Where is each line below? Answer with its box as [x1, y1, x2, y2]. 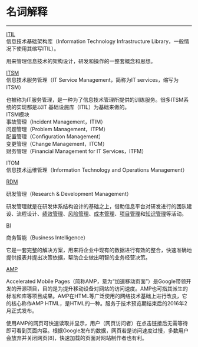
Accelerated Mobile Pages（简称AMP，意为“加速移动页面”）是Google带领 [6, 278, 187, 285]
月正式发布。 [6, 307, 37, 314]
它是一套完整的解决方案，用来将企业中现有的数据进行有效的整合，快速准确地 [6, 246, 192, 253]
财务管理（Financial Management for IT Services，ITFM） [6, 148, 147, 155]
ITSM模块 [6, 111, 29, 118]
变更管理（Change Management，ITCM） [6, 140, 108, 147]
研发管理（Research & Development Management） [6, 190, 132, 197]
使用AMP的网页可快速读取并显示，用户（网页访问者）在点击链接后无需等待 [6, 319, 189, 326]
